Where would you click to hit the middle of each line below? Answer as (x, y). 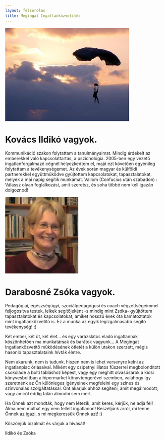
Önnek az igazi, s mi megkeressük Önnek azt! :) (54, 414)
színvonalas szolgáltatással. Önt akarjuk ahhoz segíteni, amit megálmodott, (82, 388)
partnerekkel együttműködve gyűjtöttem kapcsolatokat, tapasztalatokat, (79, 175)
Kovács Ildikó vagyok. (51, 139)
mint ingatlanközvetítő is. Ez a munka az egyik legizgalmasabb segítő (76, 322)
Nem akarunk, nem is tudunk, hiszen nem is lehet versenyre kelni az (75, 362)
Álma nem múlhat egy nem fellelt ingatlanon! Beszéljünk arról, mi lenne (77, 409)
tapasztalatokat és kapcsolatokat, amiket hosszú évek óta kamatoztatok (79, 316)
